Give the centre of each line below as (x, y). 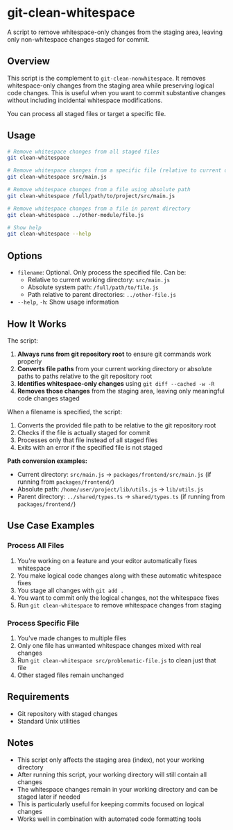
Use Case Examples (51, 526)
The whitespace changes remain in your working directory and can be (118, 789)
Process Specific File (43, 623)
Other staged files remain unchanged (70, 675)
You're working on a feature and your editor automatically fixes (107, 560)
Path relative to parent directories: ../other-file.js (102, 295)
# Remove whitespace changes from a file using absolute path (99, 190)
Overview (29, 62)
